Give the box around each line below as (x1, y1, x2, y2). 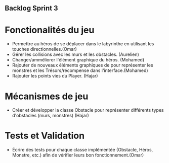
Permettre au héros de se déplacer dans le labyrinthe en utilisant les (12, 41, 154, 47)
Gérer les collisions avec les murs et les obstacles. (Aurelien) (12, 51, 140, 57)
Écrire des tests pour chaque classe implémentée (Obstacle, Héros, (12, 147, 153, 153)
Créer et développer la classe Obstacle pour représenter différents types (12, 107, 164, 113)
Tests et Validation (5, 130, 85, 141)
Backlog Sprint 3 (5, 4, 59, 13)
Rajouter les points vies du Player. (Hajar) (12, 73, 98, 79)
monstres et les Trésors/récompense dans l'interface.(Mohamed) (12, 67, 148, 73)
